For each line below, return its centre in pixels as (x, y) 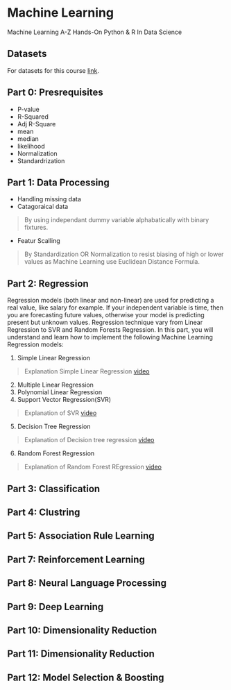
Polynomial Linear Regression (60, 392)
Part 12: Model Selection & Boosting (86, 677)
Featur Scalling (38, 241)
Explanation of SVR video (60, 413)
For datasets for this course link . (53, 70)
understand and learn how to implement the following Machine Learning (110, 337)
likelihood (31, 146)
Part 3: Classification (54, 488)
